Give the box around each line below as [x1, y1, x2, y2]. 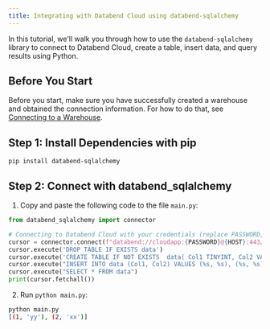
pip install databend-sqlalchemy [8, 158, 121, 166]
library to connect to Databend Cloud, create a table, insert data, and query [8, 42, 258, 52]
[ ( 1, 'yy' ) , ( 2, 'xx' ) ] [8, 313, 88, 321]
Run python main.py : [19, 290, 88, 300]
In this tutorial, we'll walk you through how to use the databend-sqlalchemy [8, 34, 253, 43]
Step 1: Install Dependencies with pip [8, 136, 197, 150]
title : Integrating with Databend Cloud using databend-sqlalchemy [8, 11, 239, 20]
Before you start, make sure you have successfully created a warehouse [8, 96, 247, 105]
